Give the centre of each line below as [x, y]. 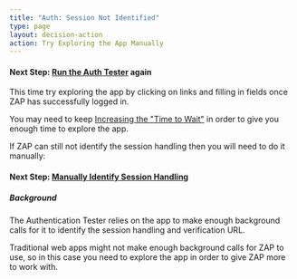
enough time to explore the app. [69, 129]
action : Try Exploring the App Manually [87, 43]
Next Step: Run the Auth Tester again [81, 72]
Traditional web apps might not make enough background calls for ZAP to [147, 248]
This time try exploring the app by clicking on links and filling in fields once [148, 92]
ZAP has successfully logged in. [69, 101]
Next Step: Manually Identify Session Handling [99, 177]
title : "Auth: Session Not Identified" [85, 18]
